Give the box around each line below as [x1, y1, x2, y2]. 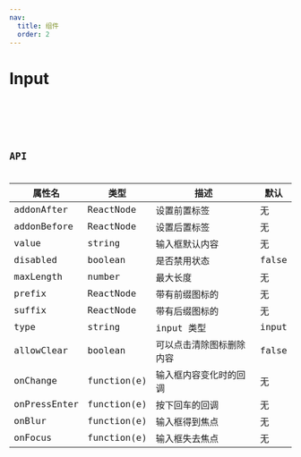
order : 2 [17, 30, 50, 38]
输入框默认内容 [155, 238, 219, 250]
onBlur [13, 415, 47, 427]
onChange [13, 375, 58, 387]
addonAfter [13, 204, 69, 216]
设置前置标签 [155, 205, 211, 216]
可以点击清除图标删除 [155, 339, 246, 351]
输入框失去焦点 [155, 433, 219, 444]
